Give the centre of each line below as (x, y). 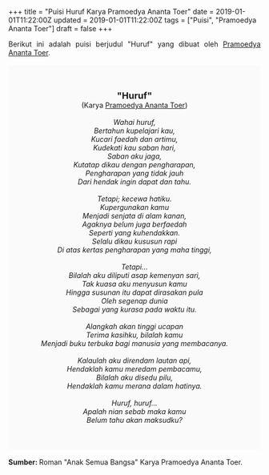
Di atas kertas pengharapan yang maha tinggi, (134, 250)
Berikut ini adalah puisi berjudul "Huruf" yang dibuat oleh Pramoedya (134, 44)
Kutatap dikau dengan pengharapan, (134, 165)
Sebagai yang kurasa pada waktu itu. (134, 309)
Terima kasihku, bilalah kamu (134, 335)
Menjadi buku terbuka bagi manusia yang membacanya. (134, 343)
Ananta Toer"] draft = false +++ (60, 28)
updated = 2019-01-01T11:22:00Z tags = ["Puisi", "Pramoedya (155, 20)
